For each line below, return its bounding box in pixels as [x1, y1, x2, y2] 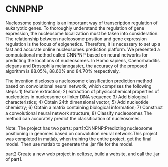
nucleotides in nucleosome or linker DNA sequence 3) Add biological [5, 94, 148, 100]
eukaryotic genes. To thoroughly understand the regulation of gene [5, 25, 145, 31]
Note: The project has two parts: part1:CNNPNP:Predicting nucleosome [5, 125, 153, 131]
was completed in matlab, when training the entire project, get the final [5, 136, 152, 142]
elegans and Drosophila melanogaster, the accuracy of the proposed [5, 63, 147, 69]
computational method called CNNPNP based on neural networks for [5, 51, 148, 58]
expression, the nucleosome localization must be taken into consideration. [5, 30, 159, 36]
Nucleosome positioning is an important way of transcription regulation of [5, 20, 158, 26]
